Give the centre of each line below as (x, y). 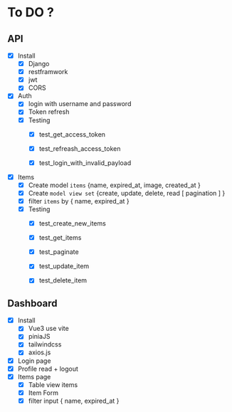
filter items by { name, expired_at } (79, 201)
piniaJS (39, 337)
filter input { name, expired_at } (74, 401)
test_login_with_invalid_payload (85, 163)
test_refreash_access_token (80, 148)
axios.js (39, 352)
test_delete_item (63, 280)
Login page (34, 361)
